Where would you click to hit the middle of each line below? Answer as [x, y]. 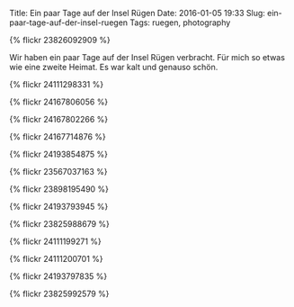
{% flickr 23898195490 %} [59, 189]
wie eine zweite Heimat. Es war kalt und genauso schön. [114, 67]
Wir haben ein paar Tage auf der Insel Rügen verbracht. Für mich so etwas [147, 57]
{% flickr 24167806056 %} [59, 102]
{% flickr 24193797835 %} [58, 276]
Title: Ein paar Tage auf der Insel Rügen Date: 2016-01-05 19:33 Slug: [137, 13]
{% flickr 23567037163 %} [58, 172]
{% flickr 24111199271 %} [55, 241]
